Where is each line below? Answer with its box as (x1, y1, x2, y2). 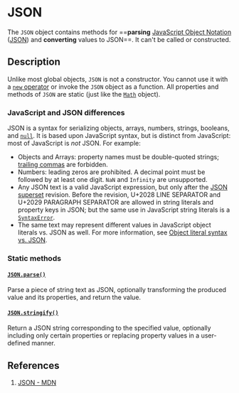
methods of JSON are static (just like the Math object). (7, 90, 161, 98)
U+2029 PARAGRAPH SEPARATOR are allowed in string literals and (17, 198, 214, 207)
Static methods (7, 253, 62, 263)
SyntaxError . (17, 213, 55, 222)
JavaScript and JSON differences (7, 107, 125, 117)
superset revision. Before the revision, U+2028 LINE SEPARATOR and (17, 190, 221, 199)
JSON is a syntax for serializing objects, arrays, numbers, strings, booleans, (7, 124, 230, 132)
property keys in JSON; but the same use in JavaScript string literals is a (17, 205, 230, 214)
